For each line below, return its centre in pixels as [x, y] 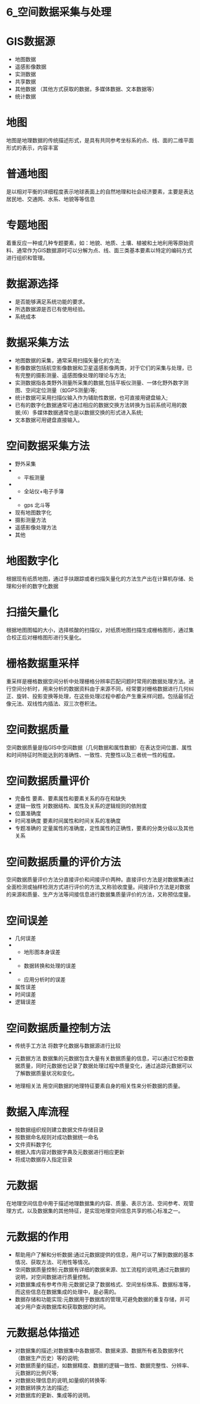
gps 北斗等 [37, 505]
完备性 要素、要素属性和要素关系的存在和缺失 [70, 798]
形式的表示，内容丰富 [32, 148]
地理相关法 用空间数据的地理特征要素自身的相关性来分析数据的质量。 [99, 1086]
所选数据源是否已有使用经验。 [51, 309]
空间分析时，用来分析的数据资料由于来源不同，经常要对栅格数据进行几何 [100, 688]
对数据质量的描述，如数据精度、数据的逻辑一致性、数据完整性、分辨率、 [103, 1365]
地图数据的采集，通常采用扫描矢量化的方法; [68, 360]
